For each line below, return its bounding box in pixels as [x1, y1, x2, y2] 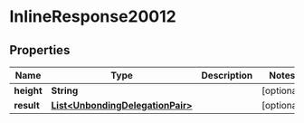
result [14, 99, 41, 111]
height [14, 84, 43, 97]
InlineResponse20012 [9, 6, 176, 27]
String [51, 84, 79, 97]
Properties [9, 43, 71, 58]
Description [201, 70, 253, 81]
